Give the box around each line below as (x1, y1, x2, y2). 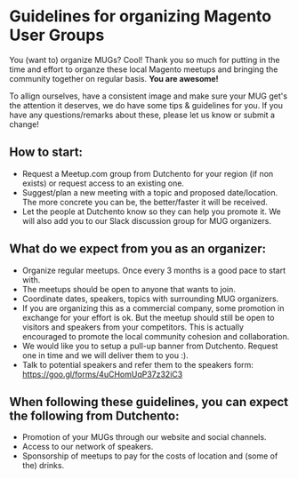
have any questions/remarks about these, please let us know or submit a (9, 109, 276, 120)
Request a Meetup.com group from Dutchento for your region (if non (21, 168, 274, 179)
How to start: (9, 145, 83, 160)
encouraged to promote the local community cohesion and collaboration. (21, 331, 290, 341)
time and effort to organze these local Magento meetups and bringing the (9, 64, 278, 75)
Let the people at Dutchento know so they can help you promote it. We (21, 206, 282, 217)
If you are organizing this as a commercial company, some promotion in (21, 302, 285, 313)
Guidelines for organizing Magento (9, 6, 272, 27)
